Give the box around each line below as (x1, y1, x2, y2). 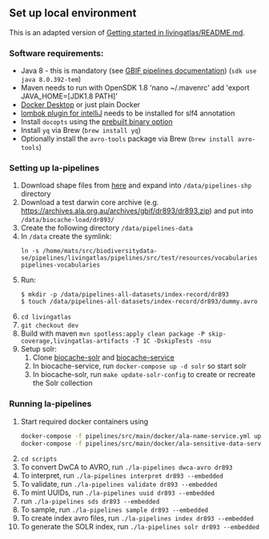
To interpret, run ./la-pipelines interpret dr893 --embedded (20, 471, 223, 481)
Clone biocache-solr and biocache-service (32, 352, 175, 363)
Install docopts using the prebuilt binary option (20, 117, 173, 127)
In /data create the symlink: (20, 231, 112, 241)
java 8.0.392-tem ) (20, 74, 82, 84)
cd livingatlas (20, 313, 72, 321)
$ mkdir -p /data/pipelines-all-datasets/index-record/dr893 (20, 291, 230, 299)
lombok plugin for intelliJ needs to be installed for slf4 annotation (20, 108, 235, 119)
